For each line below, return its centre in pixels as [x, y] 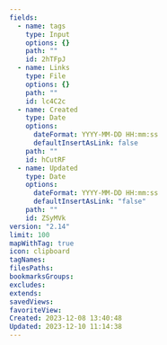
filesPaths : [31, 269]
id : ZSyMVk [46, 218]
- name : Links [44, 68]
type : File [46, 76]
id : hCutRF [46, 159]
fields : [24, 18]
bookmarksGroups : [42, 277]
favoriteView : [36, 310]
